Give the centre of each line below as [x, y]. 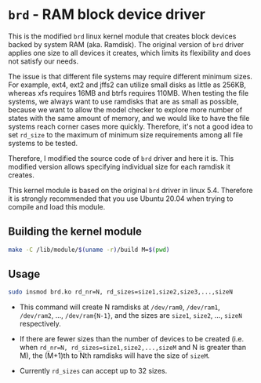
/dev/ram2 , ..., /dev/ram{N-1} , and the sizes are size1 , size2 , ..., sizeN [131, 316]
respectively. [40, 324]
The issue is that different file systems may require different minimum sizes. [130, 76]
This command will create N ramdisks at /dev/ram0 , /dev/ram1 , [120, 307]
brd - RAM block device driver [107, 15]
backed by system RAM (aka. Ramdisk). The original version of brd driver [126, 44]
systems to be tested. [43, 143]
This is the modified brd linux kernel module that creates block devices [122, 36]
